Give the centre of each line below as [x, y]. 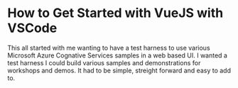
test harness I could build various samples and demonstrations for [104, 62]
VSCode [32, 28]
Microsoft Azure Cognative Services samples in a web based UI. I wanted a [117, 55]
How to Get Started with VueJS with [115, 13]
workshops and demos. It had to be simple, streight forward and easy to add [119, 70]
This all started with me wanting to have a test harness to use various [109, 48]
